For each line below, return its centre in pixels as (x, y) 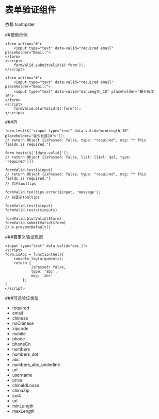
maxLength (23, 411)
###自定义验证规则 (24, 237)
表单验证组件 (31, 10)
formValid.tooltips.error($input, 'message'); (53, 192)
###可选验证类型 (22, 298)
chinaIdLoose (26, 385)
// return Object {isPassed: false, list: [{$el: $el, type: (68, 157)
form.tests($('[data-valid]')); (38, 153)
